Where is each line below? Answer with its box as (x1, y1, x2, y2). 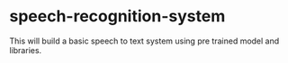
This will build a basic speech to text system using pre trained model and (9, 35, 280, 46)
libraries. (9, 44, 42, 55)
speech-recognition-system (9, 6, 226, 27)
